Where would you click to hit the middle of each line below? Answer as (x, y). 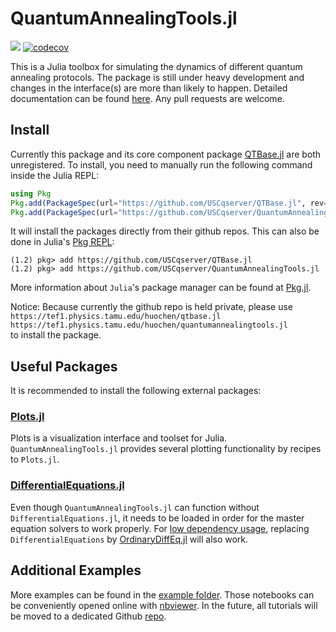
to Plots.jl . (35, 459)
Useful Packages (64, 366)
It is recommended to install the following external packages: (136, 391)
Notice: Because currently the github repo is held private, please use (152, 307)
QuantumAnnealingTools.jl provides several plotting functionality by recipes (166, 449)
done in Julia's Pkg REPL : (62, 242)
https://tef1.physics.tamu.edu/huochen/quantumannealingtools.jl (149, 325)
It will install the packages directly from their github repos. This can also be (165, 231)
